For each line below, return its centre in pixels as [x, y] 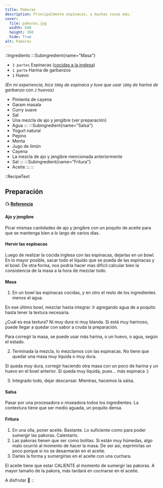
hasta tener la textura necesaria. [37, 312]
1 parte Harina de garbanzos [41, 70]
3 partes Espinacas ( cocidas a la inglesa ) [54, 65]
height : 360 [22, 32]
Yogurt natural [27, 131]
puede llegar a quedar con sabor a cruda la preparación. [62, 327]
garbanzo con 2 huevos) [30, 90]
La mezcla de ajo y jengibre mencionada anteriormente [67, 156]
